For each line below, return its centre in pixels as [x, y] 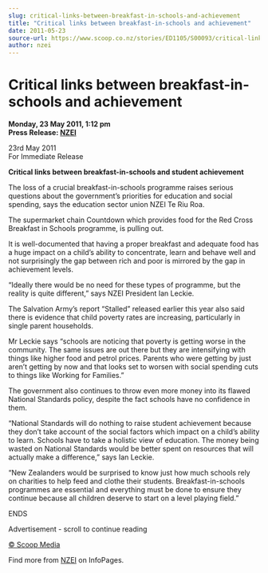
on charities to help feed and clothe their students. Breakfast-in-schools [127, 481]
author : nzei [30, 46]
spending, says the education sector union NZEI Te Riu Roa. [106, 205]
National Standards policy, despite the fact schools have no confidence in [129, 400]
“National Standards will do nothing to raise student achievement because [130, 424]
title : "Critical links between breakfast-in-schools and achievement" [130, 23]
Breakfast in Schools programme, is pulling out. [86, 229]
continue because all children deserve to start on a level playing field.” [124, 498]
